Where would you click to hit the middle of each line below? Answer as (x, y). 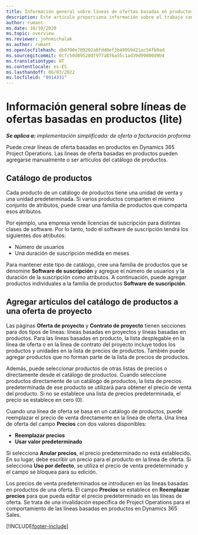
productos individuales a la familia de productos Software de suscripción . (96, 283)
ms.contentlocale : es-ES (37, 67)
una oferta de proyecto (49, 311)
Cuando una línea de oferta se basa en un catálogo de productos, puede (94, 411)
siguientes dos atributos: (36, 235)
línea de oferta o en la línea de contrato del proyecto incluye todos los (91, 344)
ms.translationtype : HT (35, 61)
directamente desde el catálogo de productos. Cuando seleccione (86, 374)
